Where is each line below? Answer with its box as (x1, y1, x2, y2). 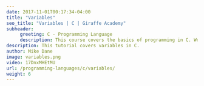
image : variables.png (6, 54, 61, 60)
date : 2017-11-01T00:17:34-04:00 (6, 8, 91, 15)
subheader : (6, 25, 34, 32)
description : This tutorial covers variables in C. (6, 43, 140, 49)
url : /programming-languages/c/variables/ (6, 65, 115, 71)
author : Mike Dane (6, 48, 53, 55)
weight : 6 (6, 71, 32, 77)
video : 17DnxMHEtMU (6, 59, 56, 65)
